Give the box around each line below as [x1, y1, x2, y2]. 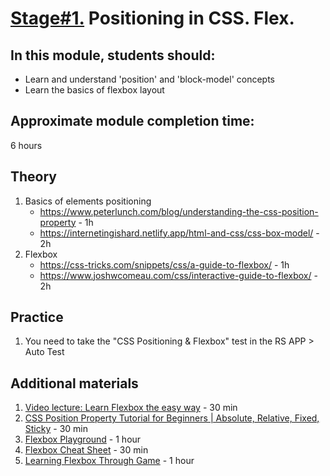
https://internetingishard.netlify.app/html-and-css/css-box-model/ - [39, 227, 320, 239]
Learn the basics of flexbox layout [24, 84, 165, 96]
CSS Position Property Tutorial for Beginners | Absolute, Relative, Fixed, [24, 412, 320, 424]
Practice [10, 309, 64, 326]
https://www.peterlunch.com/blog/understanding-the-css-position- [39, 205, 319, 217]
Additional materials [10, 375, 139, 392]
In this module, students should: [10, 47, 216, 64]
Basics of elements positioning [24, 195, 152, 207]
